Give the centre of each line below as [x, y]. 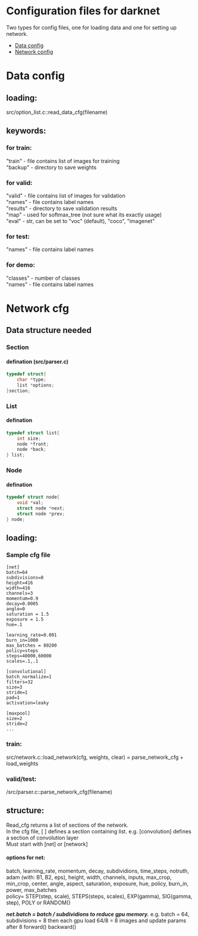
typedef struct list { [33, 433]
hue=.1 [14, 625]
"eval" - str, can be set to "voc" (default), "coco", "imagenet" [81, 221]
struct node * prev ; [41, 514]
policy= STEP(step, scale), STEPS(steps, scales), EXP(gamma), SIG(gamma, [99, 897]
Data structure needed [49, 330]
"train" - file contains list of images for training [63, 161]
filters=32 [20, 682]
